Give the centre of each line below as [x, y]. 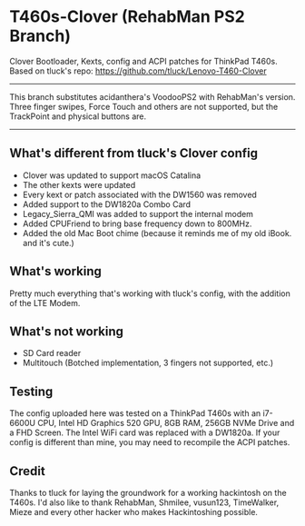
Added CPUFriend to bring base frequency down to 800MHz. [137, 223]
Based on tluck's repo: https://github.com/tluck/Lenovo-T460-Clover [138, 71]
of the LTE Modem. [45, 303]
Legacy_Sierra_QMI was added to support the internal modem [138, 213]
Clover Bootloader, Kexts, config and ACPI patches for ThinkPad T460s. [144, 61]
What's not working [67, 331]
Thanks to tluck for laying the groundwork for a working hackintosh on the [148, 493]
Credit [27, 471]
